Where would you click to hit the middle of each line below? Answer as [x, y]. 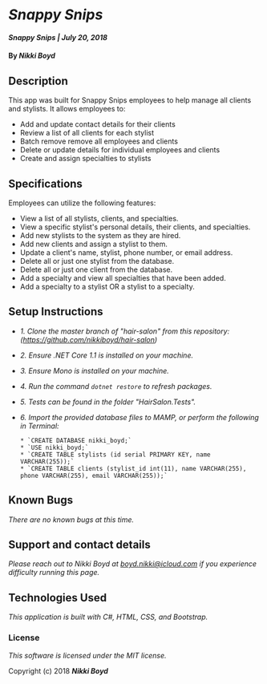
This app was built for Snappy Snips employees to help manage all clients [130, 100]
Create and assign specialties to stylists [85, 159]
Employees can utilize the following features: [82, 203]
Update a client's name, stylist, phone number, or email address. [126, 253]
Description [38, 81]
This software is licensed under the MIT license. [87, 655]
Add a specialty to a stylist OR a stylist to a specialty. [107, 287]
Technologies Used [57, 598]
